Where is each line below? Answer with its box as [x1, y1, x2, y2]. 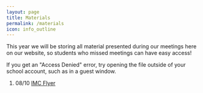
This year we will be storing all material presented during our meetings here [6, 43, 197, 50]
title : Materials [6, 15, 51, 21]
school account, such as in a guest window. [6, 68, 116, 75]
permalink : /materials [6, 20, 64, 26]
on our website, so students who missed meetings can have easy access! [6, 50, 192, 57]
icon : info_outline [6, 26, 56, 32]
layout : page [6, 9, 40, 15]
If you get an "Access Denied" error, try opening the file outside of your [6, 61, 186, 69]
